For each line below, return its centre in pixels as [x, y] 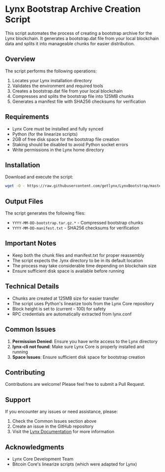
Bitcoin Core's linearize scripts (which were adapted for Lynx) [75, 464]
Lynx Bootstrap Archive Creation [73, 9]
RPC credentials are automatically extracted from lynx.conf [72, 314]
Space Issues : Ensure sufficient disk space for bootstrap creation [79, 357]
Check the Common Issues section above [54, 421]
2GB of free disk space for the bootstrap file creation [66, 139]
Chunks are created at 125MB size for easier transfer [66, 298]
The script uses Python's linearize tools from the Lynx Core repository [83, 303]
